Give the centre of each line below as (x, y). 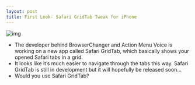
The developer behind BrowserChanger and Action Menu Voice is (93, 45)
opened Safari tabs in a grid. (49, 57)
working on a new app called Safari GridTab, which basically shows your (102, 51)
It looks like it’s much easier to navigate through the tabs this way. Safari (101, 63)
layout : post (22, 11)
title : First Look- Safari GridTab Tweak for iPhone (72, 17)
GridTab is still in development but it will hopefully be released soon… (98, 69)
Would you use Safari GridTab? (52, 76)
